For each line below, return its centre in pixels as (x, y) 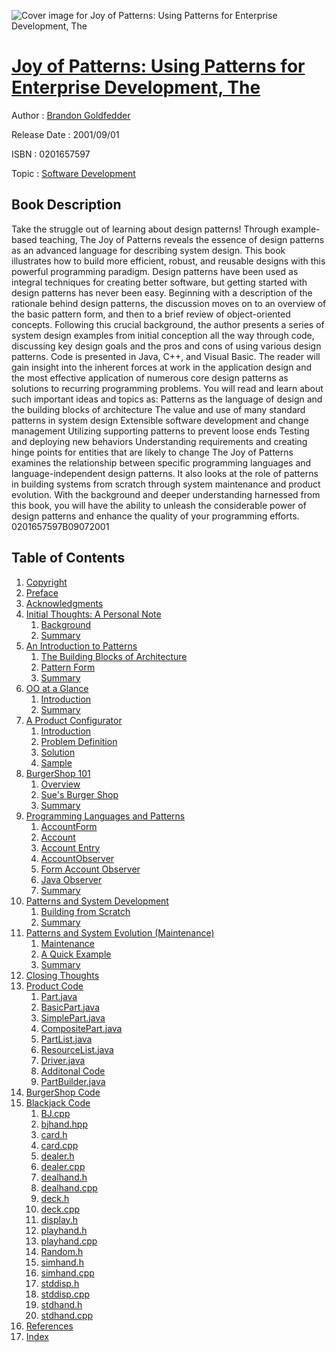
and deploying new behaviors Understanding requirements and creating (159, 441)
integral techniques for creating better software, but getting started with (159, 282)
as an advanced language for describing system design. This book (148, 250)
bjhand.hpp (64, 1124)
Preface (42, 592)
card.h (54, 1134)
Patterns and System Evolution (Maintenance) (120, 932)
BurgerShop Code (63, 1092)
